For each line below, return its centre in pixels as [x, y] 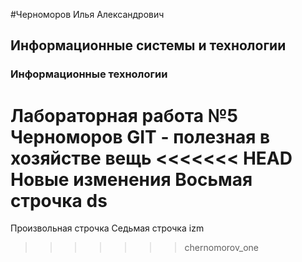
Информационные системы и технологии [148, 45]
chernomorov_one [221, 248]
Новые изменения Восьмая [131, 179]
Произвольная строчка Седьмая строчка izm [107, 228]
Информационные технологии [89, 74]
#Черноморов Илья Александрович [87, 14]
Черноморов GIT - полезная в [140, 136]
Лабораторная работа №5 [124, 115]
